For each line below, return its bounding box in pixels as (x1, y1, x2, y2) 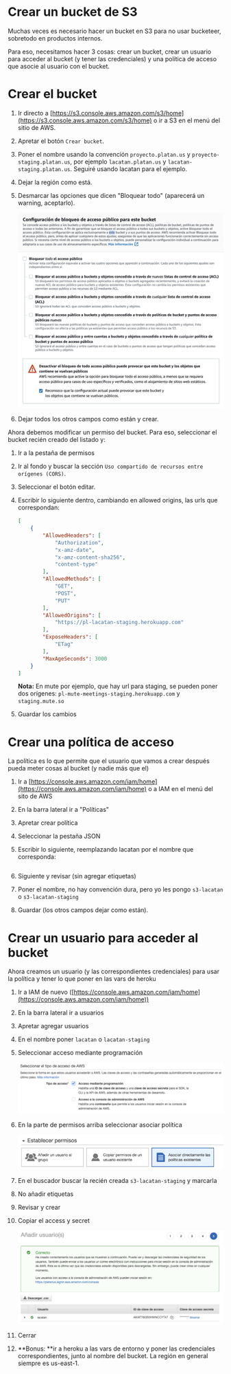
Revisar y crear (17, 1203, 61, 1211)
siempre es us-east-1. (17, 1359, 80, 1368)
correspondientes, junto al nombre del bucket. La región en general (17, 1352, 208, 1360)
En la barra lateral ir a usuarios (17, 1008, 104, 1017)
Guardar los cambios (17, 710, 77, 718)
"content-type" (54, 561, 98, 568)
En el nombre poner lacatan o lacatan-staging (17, 1035, 150, 1043)
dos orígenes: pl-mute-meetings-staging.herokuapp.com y (17, 689, 180, 698)
